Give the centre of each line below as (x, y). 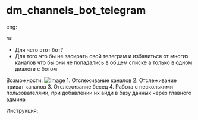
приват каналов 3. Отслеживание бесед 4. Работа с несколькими (90, 86)
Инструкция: (22, 110)
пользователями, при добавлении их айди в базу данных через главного (99, 93)
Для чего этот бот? (39, 50)
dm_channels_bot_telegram (76, 10)
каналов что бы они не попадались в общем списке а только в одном (103, 62)
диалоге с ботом (36, 68)
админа (16, 99)
